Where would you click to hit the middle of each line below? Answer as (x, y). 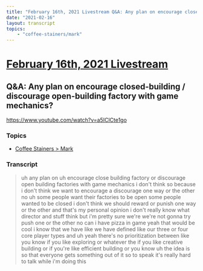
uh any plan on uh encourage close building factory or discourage (103, 178)
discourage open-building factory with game (92, 96)
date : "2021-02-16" (31, 18)
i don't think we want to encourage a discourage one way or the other (108, 191)
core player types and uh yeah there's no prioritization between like (105, 235)
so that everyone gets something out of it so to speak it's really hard (106, 255)
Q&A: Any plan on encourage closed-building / (96, 86)
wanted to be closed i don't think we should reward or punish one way (108, 203)
